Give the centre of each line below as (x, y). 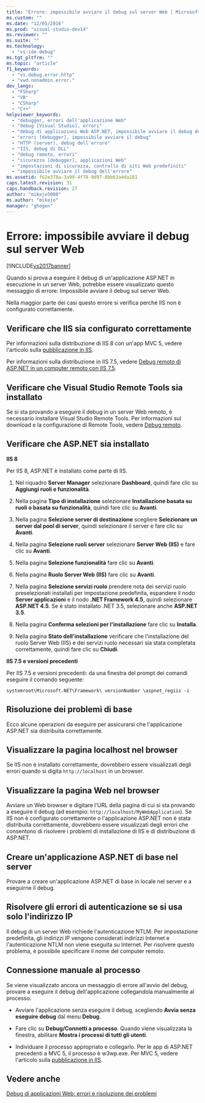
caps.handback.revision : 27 (42, 189)
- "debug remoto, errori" (45, 154)
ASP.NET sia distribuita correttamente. (55, 730)
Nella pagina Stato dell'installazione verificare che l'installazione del (102, 636)
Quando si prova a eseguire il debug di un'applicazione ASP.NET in (91, 278)
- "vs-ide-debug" (34, 52)
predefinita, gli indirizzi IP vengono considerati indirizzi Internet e (88, 938)
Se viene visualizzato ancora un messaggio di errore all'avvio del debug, (97, 985)
